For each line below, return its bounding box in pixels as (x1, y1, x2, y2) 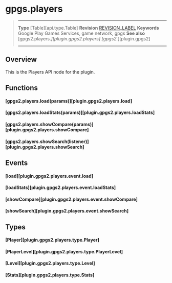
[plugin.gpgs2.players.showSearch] (5, 144, 84, 150)
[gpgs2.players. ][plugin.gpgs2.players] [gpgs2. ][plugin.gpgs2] (17, 35, 150, 41)
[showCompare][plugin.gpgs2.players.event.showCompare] (5, 196, 138, 202)
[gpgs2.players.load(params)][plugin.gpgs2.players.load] (5, 98, 133, 104)
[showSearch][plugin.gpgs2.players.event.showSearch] (5, 208, 129, 214)
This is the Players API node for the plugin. (5, 68, 95, 75)
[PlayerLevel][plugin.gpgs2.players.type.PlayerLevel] (5, 248, 123, 254)
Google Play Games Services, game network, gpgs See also (17, 30, 145, 36)
